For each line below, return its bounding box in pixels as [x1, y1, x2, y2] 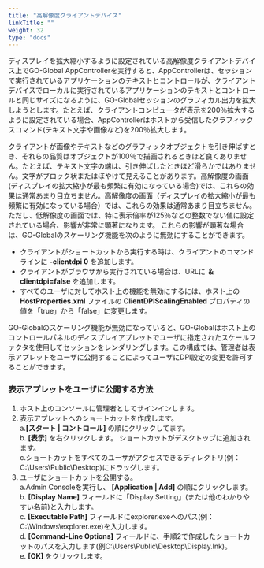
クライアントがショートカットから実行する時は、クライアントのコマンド [19, 247, 255, 257]
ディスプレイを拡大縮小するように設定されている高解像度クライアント [8, 56, 236, 65]
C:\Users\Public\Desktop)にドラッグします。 [19, 462, 164, 472]
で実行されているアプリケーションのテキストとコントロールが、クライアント [8, 76, 256, 85]
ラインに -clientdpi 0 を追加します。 [19, 257, 138, 266]
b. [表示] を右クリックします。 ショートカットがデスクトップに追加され [19, 432, 251, 442]
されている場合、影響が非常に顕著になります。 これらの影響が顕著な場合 [8, 221, 244, 230]
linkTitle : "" [8, 19, 55, 27]
